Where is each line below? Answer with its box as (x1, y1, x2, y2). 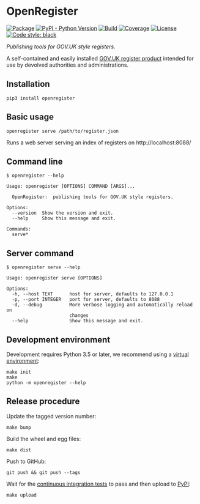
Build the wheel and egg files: (6, 435, 81, 442)
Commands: (6, 226, 32, 232)
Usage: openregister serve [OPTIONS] (6, 275, 103, 281)
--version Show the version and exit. (12, 210, 114, 217)
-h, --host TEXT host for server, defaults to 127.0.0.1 (12, 291, 174, 297)
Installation (6, 79, 50, 89)
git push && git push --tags (6, 469, 81, 475)
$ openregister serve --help (6, 264, 81, 270)
